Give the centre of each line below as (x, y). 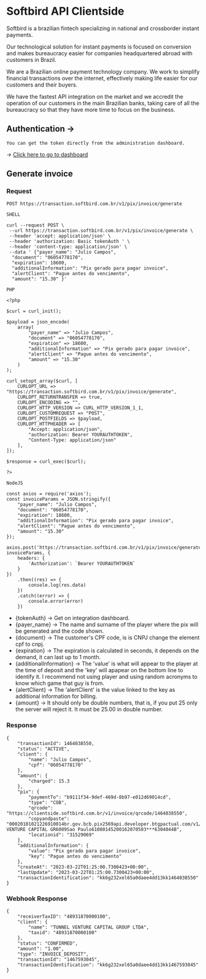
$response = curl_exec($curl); (46, 462)
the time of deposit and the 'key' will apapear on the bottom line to (99, 670)
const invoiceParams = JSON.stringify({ (59, 499)
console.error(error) (56, 602)
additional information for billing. (56, 696)
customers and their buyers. (42, 85)
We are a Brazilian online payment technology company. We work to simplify (103, 71)
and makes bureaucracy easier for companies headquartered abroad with (100, 53)
